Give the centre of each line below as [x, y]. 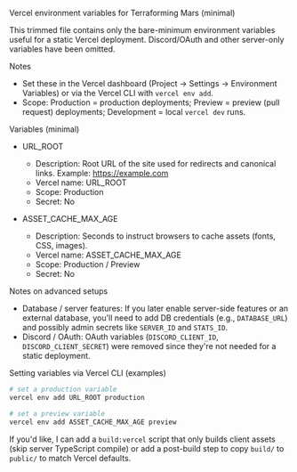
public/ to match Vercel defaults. [70, 458]
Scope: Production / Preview [88, 264]
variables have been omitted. [62, 49]
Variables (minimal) [44, 129]
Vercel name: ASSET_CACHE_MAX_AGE [108, 255]
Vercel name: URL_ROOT [81, 183]
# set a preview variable [57, 413]
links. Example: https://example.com [102, 173]
